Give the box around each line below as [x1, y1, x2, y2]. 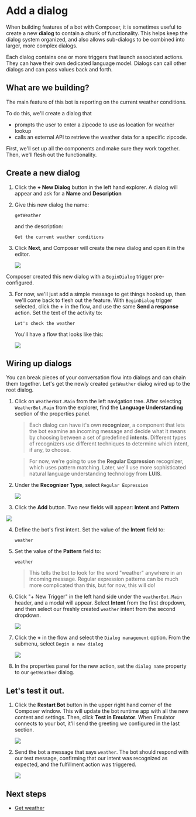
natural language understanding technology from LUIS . [29, 470, 162, 478]
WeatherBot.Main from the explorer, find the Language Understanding [14, 404, 183, 411]
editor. [14, 250, 30, 258]
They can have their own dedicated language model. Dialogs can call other [6, 60, 187, 67]
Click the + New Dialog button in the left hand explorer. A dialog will [14, 183, 178, 191]
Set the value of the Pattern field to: [14, 548, 101, 555]
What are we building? [6, 83, 90, 93]
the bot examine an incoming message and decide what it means [29, 428, 186, 435]
